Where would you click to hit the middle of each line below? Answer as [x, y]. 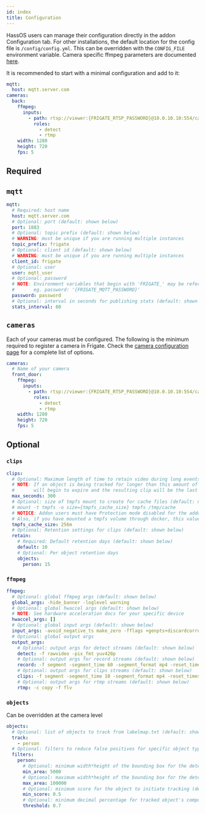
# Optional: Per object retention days [68, 553]
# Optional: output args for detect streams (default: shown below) [106, 648]
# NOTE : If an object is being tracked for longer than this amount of [105, 485]
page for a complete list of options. [50, 352]
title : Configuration [34, 18]
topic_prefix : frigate [41, 244]
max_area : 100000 [45, 783]
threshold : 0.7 [42, 806]
